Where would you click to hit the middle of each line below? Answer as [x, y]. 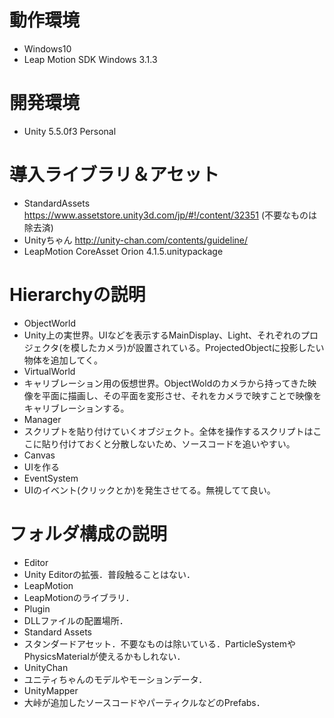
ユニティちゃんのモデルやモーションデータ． [115, 679]
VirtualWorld [49, 371]
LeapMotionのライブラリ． [79, 597]
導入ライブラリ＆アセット [114, 175]
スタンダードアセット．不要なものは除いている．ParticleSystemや [160, 643]
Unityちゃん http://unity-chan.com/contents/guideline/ [136, 240]
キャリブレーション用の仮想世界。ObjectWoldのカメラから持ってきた [166, 383]
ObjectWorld [49, 323]
